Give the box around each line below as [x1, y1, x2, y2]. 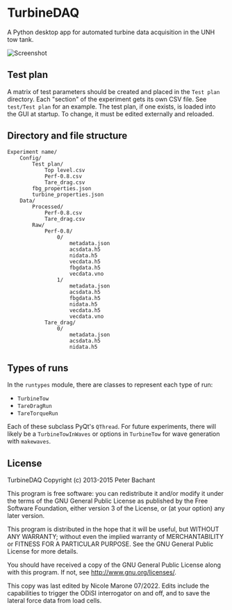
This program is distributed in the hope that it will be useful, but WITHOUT [7, 525, 219, 533]
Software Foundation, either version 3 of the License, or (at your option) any [7, 504, 225, 513]
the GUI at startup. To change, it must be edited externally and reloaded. [7, 109, 214, 118]
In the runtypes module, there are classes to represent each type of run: [7, 381, 213, 389]
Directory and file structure [7, 130, 128, 142]
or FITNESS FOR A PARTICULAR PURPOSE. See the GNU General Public [7, 540, 214, 548]
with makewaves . [7, 437, 51, 446]
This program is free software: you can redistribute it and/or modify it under [7, 490, 224, 498]
